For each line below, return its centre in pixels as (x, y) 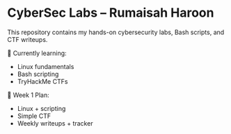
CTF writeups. (27, 39)
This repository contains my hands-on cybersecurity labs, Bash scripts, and (116, 32)
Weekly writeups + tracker (55, 123)
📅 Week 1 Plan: (29, 95)
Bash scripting (38, 74)
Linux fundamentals (46, 66)
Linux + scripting (41, 108)
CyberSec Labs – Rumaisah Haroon (111, 13)
